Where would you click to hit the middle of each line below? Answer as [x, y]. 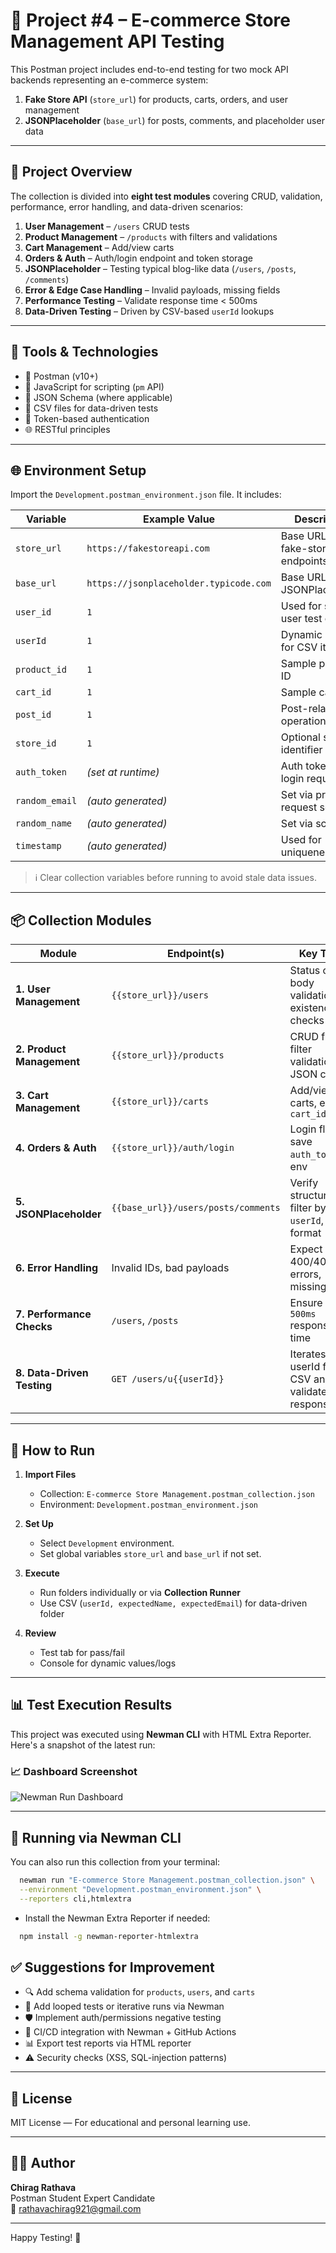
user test [301, 619]
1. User [33, 989]
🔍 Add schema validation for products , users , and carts [140, 1992]
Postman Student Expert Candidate [83, 2198]
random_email [46, 801]
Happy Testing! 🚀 [46, 2237]
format [305, 1233]
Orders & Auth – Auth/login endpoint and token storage [138, 258]
